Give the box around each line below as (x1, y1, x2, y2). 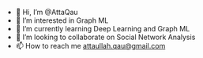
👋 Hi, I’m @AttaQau (15, 8, 78, 16)
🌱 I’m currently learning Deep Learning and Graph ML (15, 24, 190, 33)
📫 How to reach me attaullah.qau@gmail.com (15, 42, 166, 50)
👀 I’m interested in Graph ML (15, 16, 109, 25)
